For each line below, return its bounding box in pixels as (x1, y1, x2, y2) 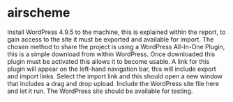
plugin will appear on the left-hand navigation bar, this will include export (7, 65, 216, 73)
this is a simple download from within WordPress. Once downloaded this (7, 50, 216, 58)
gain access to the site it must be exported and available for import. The (7, 35, 214, 43)
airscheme (7, 5, 70, 21)
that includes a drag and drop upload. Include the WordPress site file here (7, 79, 220, 87)
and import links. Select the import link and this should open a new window (7, 71, 223, 80)
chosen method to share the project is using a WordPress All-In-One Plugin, (7, 42, 225, 51)
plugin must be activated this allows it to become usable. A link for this (7, 57, 210, 65)
